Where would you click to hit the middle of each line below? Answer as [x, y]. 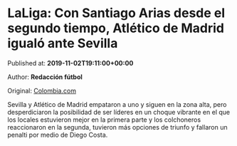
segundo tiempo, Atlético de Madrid [116, 28]
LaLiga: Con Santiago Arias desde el [116, 13]
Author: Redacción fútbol [45, 77]
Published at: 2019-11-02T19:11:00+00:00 [70, 63]
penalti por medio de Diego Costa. [58, 135]
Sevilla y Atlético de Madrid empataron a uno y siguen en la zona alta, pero [117, 104]
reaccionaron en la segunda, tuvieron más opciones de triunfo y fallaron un [117, 127]
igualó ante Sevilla [63, 43]
